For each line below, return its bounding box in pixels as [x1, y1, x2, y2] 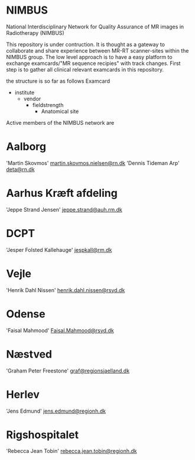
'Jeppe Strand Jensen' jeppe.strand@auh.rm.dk [6, 206, 123, 213]
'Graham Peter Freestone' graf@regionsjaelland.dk [6, 367, 130, 374]
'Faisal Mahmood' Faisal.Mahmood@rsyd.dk [6, 326, 114, 334]
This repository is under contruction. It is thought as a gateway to [6, 41, 165, 48]
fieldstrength [32, 101, 64, 108]
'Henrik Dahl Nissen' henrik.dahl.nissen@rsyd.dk [6, 286, 125, 293]
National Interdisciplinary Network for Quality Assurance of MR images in [6, 23, 184, 30]
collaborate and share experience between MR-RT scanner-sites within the [6, 47, 189, 54]
